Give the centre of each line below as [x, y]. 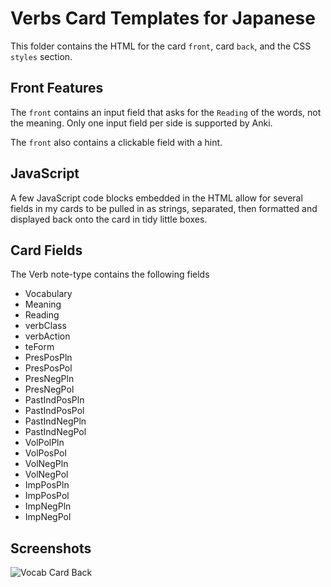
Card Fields [46, 250]
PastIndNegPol [55, 432]
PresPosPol [48, 368]
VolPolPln [44, 443]
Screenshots [51, 548]
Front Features [57, 88]
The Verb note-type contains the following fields [110, 274]
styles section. [41, 56]
